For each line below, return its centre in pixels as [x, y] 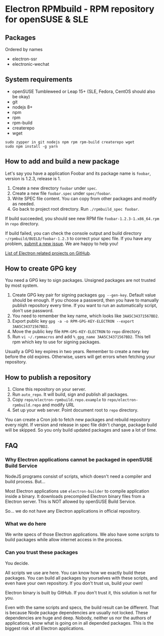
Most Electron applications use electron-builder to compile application [77, 491]
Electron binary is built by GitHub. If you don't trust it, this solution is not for [81, 592]
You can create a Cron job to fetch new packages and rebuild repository [78, 420]
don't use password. [33, 311]
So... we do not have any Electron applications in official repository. [73, 511]
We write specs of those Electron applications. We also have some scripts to [82, 534]
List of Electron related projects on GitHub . [48, 253]
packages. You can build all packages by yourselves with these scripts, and [81, 578]
